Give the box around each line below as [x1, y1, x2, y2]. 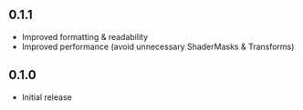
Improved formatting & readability [21, 31, 148, 42]
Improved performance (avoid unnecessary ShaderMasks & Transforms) [21, 41, 295, 52]
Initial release [21, 91, 72, 103]
